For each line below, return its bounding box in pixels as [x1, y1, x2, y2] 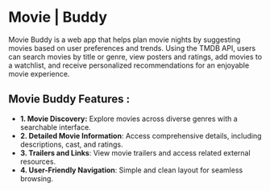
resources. [19, 156, 56, 166]
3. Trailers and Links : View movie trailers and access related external [19, 147, 251, 157]
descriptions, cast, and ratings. [19, 139, 123, 149]
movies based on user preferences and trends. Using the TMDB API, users [8, 43, 256, 52]
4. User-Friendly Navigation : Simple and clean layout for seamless [19, 165, 243, 175]
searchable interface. [19, 122, 91, 132]
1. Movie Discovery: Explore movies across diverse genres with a [19, 114, 238, 123]
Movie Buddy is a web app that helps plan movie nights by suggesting [8, 35, 241, 44]
